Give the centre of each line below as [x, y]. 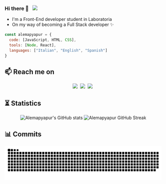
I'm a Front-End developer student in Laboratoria [62, 19]
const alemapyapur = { [28, 35]
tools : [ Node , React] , [33, 45]
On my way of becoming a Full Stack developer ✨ [63, 24]
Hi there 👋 [17, 8]
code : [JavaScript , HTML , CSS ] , [43, 40]
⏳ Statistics [23, 103]
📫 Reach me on [30, 72]
